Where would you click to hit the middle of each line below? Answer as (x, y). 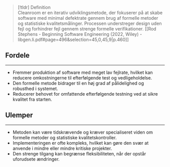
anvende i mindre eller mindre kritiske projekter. (62, 148)
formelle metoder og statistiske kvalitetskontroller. (65, 137)
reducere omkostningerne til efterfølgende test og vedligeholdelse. (82, 77)
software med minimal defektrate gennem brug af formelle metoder (88, 18)
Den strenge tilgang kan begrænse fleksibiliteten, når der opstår (79, 153)
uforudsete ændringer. (36, 159)
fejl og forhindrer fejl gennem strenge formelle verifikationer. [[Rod (87, 29)
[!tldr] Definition (34, 7)
